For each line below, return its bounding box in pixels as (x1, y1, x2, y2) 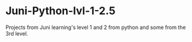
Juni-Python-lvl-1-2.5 (5, 4, 116, 18)
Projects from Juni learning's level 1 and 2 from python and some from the (5, 24, 186, 31)
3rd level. (5, 30, 28, 37)
